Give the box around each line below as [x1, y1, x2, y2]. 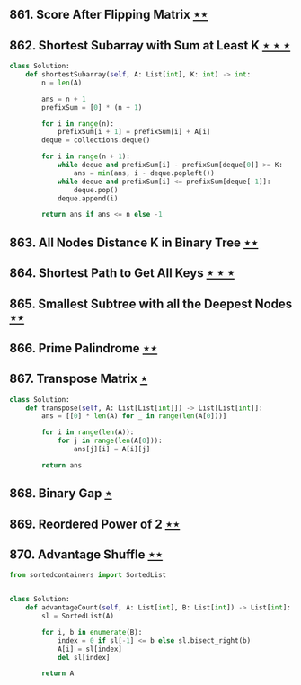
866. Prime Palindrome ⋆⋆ [9, 341, 158, 356]
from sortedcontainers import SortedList [9, 571, 167, 580]
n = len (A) [41, 78, 83, 87]
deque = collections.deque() [41, 136, 151, 145]
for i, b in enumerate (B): [41, 627, 143, 636]
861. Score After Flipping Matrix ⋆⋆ [9, 7, 208, 22]
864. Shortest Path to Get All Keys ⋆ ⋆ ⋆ [9, 265, 235, 281]
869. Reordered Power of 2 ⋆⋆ [9, 516, 181, 531]
